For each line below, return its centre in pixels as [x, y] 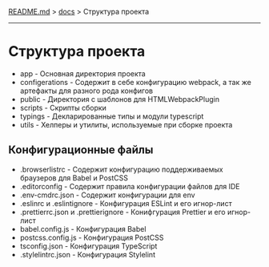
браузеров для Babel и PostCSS [74, 178]
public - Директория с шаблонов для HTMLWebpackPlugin [120, 99]
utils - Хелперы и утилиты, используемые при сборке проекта [126, 124]
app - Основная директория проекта [82, 73]
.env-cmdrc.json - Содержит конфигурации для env [107, 195]
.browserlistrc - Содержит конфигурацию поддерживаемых [121, 169]
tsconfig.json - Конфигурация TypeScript [88, 246]
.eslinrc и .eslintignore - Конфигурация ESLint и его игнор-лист [126, 203]
